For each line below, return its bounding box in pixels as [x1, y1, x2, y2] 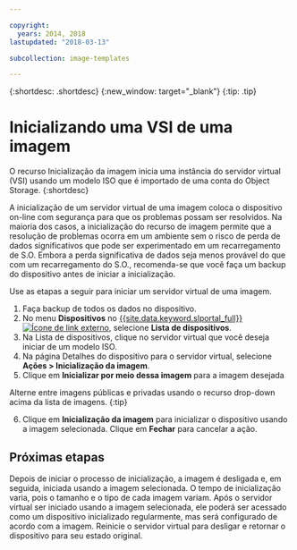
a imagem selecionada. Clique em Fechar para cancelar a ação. [21, 424, 258, 435]
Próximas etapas [9, 449, 105, 465]
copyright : [9, 21, 50, 30]
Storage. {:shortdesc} [9, 185, 89, 196]
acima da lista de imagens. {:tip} [9, 397, 128, 408]
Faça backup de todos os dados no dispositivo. [21, 303, 197, 314]
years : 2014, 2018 [17, 29, 87, 38]
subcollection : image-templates [9, 54, 130, 63]
